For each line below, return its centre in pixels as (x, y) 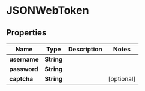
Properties (26, 33)
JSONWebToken (48, 10)
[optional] (122, 79)
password (24, 69)
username (24, 59)
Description (85, 49)
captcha (21, 79)
